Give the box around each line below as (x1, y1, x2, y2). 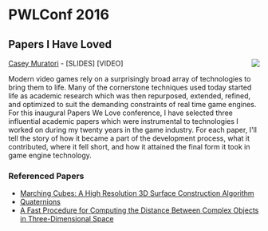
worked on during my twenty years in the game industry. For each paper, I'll (8, 125, 258, 134)
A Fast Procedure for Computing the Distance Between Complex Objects (19, 205, 259, 215)
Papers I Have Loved (8, 38, 112, 51)
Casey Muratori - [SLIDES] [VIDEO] (8, 58, 124, 68)
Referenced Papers (8, 170, 85, 181)
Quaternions (19, 197, 61, 207)
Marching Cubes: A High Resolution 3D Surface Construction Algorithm (19, 189, 254, 198)
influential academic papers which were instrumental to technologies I (8, 117, 239, 125)
